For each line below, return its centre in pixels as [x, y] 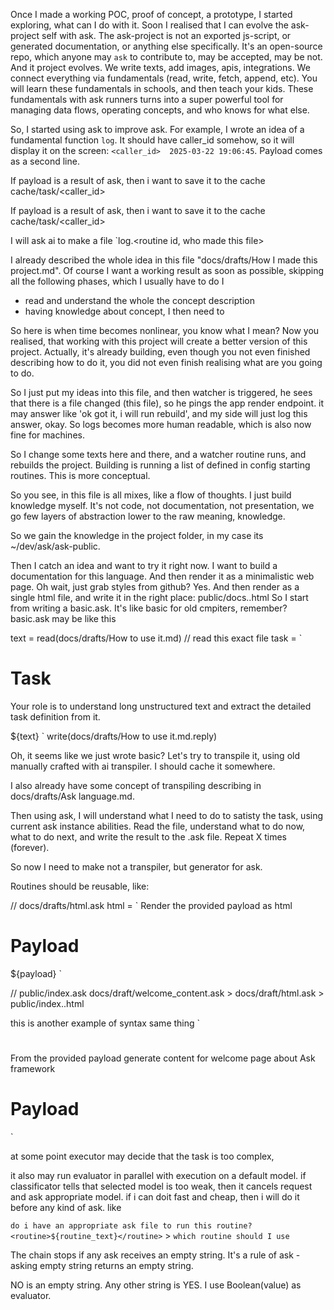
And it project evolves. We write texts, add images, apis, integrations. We [160, 67]
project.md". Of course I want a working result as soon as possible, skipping [167, 270]
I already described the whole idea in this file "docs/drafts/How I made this [164, 260]
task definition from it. [55, 716]
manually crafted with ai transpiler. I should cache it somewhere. [143, 766]
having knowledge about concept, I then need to [124, 311]
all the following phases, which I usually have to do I [117, 281]
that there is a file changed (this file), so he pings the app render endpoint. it [167, 403]
